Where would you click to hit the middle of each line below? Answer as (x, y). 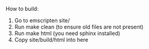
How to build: (22, 9)
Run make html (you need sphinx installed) (67, 33)
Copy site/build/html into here (51, 40)
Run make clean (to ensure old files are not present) (79, 27)
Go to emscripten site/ (42, 20)
